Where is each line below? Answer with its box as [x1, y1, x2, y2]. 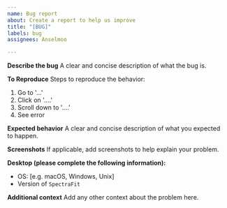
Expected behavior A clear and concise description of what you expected [7, 124, 221, 133]
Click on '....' [17, 96, 53, 105]
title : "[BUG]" [7, 23, 52, 30]
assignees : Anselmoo [7, 36, 68, 43]
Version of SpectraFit [17, 179, 80, 188]
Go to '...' [17, 89, 43, 97]
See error [17, 111, 45, 119]
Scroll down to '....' [17, 103, 71, 112]
